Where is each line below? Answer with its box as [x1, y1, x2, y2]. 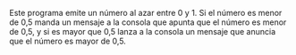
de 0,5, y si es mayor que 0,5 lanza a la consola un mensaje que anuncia [9, 27, 276, 36]
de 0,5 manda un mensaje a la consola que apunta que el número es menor [9, 17, 287, 27]
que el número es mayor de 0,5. [9, 35, 127, 46]
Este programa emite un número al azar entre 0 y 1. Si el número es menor [9, 8, 283, 18]
